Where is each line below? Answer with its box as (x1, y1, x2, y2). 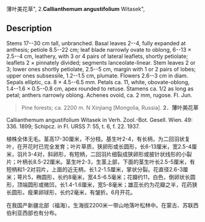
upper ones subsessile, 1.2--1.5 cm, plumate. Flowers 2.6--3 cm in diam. (6, 72, 189, 79)
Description (6, 23, 52, 34)
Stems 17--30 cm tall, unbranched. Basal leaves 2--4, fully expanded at (6, 39, 186, 47)
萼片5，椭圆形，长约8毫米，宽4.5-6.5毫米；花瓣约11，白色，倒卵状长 (16, 173, 190, 181)
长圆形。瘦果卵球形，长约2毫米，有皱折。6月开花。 (6, 188, 136, 196)
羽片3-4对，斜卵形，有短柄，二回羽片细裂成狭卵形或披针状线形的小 (16, 150, 187, 157)
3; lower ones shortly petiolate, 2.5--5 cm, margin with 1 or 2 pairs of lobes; (6, 65, 196, 73)
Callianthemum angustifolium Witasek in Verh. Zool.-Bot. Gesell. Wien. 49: (6, 116, 193, 123)
